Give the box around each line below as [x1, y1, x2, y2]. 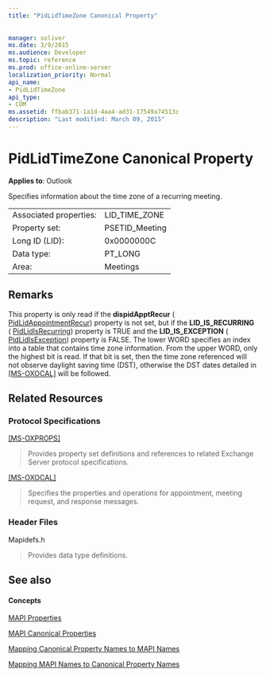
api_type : [8, 93, 41, 101]
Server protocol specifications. [27, 457, 129, 467]
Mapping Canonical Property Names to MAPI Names [8, 644, 180, 654]
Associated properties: [12, 209, 97, 220]
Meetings [104, 260, 140, 272]
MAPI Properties [8, 613, 62, 623]
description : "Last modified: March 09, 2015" [8, 115, 165, 123]
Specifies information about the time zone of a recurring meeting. [8, 191, 222, 201]
